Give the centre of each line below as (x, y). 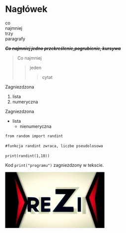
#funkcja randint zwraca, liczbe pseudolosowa (54, 146)
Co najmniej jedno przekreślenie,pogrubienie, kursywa (63, 48)
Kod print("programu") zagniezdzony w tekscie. (55, 165)
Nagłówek (27, 9)
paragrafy (15, 39)
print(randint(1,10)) (28, 156)
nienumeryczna (36, 126)
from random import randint (34, 136)
